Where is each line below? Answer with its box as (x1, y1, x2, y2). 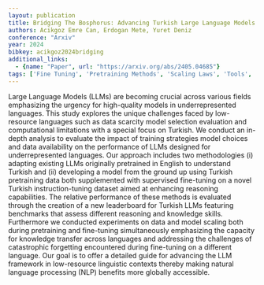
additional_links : (8, 56, 69, 64)
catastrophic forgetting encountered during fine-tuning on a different (8, 242, 232, 252)
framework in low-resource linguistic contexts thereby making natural (8, 259, 234, 268)
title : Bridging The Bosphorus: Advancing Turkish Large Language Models (8, 19, 256, 27)
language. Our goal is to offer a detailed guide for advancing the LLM (8, 250, 232, 260)
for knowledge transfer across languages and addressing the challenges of (8, 234, 252, 243)
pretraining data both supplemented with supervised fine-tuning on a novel (8, 175, 252, 185)
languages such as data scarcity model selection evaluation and (39, 117, 247, 126)
